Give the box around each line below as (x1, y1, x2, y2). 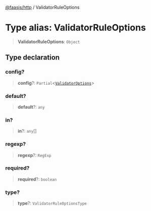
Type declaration (5, 53, 60, 62)
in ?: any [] (17, 128, 37, 134)
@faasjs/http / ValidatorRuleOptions (5, 5, 80, 10)
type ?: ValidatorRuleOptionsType (17, 200, 87, 206)
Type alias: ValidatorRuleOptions (5, 22, 146, 33)
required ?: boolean (17, 176, 57, 182)
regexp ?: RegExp (17, 152, 52, 158)
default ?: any (17, 103, 45, 110)
